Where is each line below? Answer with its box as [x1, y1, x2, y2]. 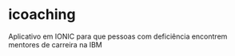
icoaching [8, 6, 76, 24]
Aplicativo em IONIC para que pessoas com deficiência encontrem [8, 32, 228, 41]
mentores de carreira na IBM [8, 39, 102, 49]
